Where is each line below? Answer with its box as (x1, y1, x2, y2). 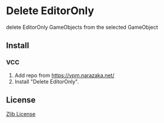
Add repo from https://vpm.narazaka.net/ (14, 72, 115, 79)
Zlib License (6, 111, 36, 118)
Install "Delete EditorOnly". (14, 78, 79, 85)
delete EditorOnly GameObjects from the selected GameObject (6, 24, 159, 31)
